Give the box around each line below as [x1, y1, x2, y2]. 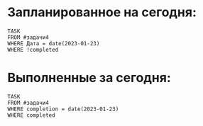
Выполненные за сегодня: [7, 70, 172, 86]
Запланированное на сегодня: [7, 4, 197, 21]
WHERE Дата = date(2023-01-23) [7, 40, 100, 47]
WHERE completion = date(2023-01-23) [7, 105, 119, 113]
